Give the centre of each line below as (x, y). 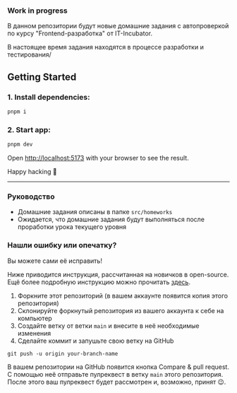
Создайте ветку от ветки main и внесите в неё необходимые (108, 325)
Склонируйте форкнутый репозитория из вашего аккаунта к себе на (121, 310)
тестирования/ (29, 54)
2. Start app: (29, 129)
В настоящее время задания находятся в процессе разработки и (106, 47)
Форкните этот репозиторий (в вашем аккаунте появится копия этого (122, 295)
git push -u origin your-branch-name (63, 353)
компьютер (35, 318)
